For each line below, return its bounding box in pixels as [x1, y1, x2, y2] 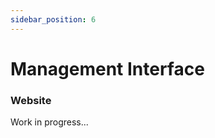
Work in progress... [10, 116, 89, 128]
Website [10, 93, 52, 107]
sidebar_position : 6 [10, 14, 97, 25]
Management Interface [10, 57, 205, 80]
